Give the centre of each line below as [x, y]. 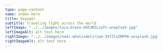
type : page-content [25, 9]
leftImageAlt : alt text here [34, 32]
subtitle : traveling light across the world [51, 23]
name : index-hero [23, 14]
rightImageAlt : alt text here [36, 41]
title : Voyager [20, 18]
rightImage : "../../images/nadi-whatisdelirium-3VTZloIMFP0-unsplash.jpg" [82, 37]
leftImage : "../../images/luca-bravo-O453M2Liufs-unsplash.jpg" [71, 28]
